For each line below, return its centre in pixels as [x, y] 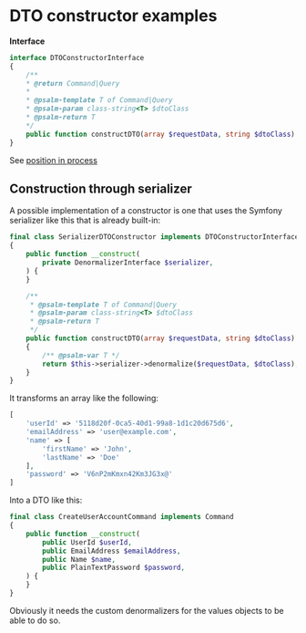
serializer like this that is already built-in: [85, 221]
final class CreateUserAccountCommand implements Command [122, 517]
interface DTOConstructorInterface [77, 57]
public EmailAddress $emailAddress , [112, 551]
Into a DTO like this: [46, 500]
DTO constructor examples [113, 16]
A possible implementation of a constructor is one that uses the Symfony [146, 211]
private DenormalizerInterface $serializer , [128, 263]
